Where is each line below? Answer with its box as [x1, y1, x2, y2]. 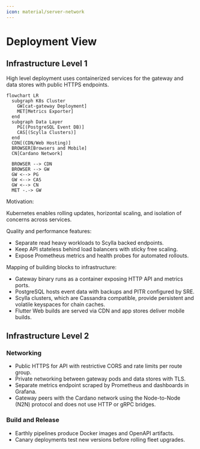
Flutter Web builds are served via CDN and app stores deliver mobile [14, 307, 185, 314]
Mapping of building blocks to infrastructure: [6, 263, 117, 270]
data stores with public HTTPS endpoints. [6, 81, 109, 88]
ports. [14, 281, 30, 289]
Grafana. [14, 388, 37, 396]
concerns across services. [6, 216, 72, 223]
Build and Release [6, 416, 59, 424]
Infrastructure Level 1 [6, 58, 88, 69]
